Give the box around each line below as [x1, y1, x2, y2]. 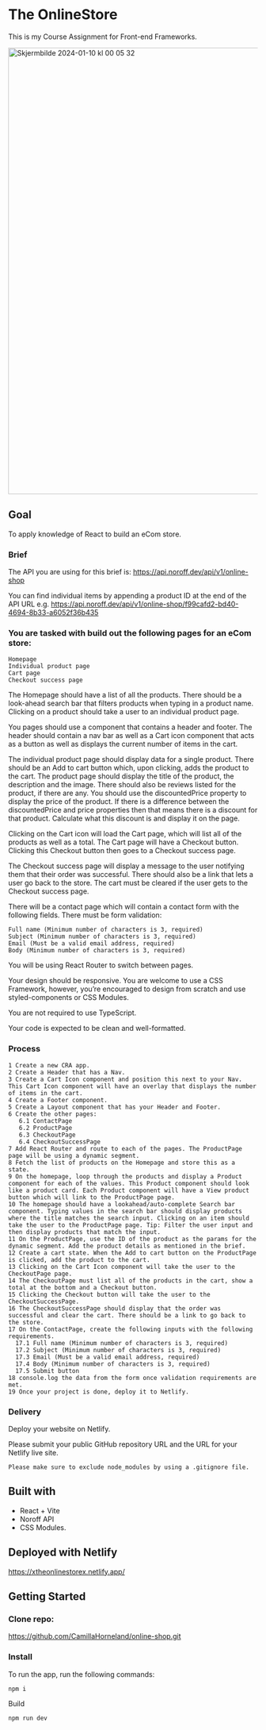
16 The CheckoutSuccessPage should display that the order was [8, 1304, 222, 1313]
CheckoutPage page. [8, 1270, 73, 1278]
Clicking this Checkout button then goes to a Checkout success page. [8, 846, 236, 855]
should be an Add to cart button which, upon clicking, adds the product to [8, 763, 249, 773]
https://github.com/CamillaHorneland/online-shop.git [8, 1632, 181, 1641]
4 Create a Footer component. [8, 1096, 108, 1104]
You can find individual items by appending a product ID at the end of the [8, 591, 247, 601]
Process [8, 1044, 41, 1055]
